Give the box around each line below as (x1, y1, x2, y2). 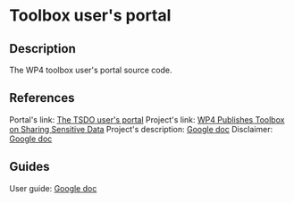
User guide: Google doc (9, 182, 97, 193)
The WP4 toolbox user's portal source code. (9, 64, 172, 75)
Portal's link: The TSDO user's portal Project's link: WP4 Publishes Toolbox (9, 114, 285, 125)
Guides (9, 159, 51, 174)
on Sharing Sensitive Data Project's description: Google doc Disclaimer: (9, 123, 273, 134)
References (9, 90, 75, 106)
